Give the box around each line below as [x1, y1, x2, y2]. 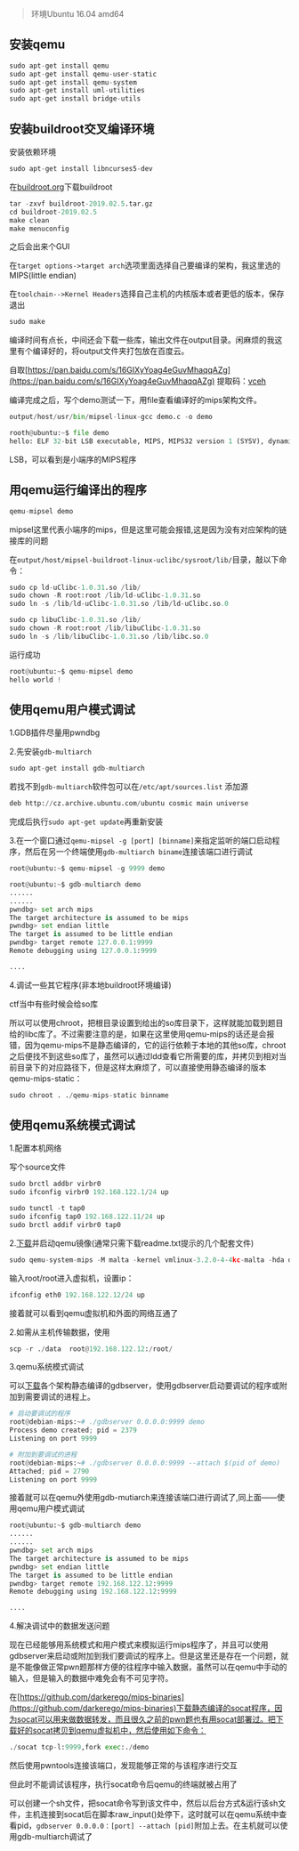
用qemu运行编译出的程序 [9, 482, 147, 497]
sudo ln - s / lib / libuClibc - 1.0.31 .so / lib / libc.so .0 [9, 632, 209, 641]
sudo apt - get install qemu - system [9, 77, 138, 87]
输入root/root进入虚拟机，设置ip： [9, 1273, 134, 1283]
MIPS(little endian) [9, 271, 77, 281]
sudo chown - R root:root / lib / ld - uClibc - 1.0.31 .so [9, 591, 201, 600]
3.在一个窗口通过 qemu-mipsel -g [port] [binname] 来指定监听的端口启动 [9, 836, 273, 846]
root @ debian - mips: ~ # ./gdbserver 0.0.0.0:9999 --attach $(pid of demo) [9, 1459, 280, 1467]
